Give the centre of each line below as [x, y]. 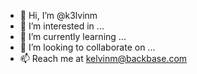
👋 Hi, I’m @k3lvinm [58, 15]
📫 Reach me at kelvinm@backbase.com [103, 58]
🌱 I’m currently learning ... [73, 36]
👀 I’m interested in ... [62, 26]
